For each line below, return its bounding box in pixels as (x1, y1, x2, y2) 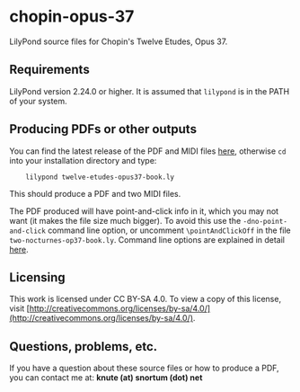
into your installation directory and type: (9, 155, 157, 165)
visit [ (9, 303, 30, 314)
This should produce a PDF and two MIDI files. (9, 188, 181, 199)
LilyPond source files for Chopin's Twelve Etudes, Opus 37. (9, 36, 228, 47)
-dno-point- (243, 217, 287, 226)
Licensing (9, 270, 66, 285)
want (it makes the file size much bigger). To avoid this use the (9, 215, 242, 226)
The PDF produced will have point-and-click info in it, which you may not (9, 205, 279, 217)
